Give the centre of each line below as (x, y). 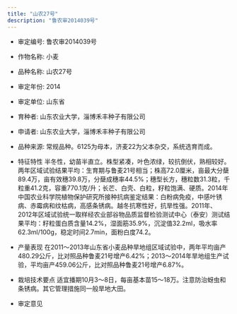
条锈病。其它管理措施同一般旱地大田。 (73, 288)
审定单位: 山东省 (41, 101)
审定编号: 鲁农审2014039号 (57, 41)
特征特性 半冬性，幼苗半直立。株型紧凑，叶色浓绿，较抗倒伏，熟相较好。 (124, 161)
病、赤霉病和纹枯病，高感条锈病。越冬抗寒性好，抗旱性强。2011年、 (117, 205)
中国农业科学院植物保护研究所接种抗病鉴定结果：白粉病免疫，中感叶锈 (120, 197)
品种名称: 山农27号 (45, 71)
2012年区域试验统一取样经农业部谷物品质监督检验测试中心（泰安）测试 (121, 214)
